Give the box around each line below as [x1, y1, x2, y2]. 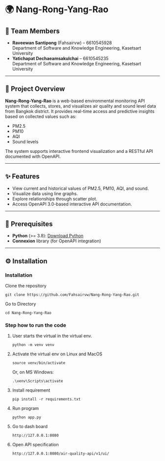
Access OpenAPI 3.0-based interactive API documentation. [12, 201, 132, 207]
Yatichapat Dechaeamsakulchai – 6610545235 [12, 56, 109, 61]
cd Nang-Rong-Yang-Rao [5, 311, 52, 316]
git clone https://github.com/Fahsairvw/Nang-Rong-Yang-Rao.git [5, 292, 139, 297]
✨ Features [5, 173, 40, 181]
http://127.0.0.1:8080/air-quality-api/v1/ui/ [12, 451, 110, 456]
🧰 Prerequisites [5, 220, 53, 229]
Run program [12, 405, 39, 411]
